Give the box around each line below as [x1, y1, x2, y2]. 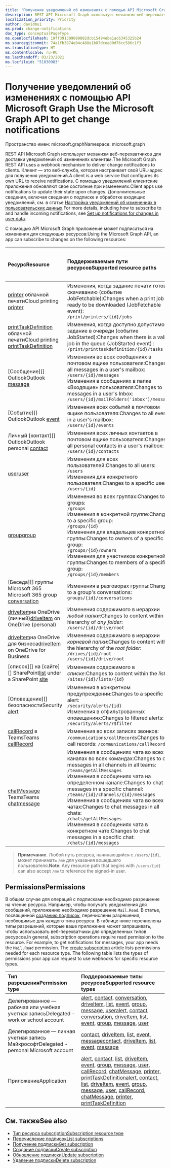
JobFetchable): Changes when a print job [67, 295, 164, 302]
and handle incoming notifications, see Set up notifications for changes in [5, 210, 159, 216]
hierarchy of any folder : [67, 619, 123, 626]
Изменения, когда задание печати [67, 282, 152, 289]
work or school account [8, 1016, 64, 1023]
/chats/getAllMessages [67, 816, 122, 822]
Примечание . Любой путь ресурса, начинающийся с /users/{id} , [17, 852, 161, 858]
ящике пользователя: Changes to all [67, 410, 154, 417]
